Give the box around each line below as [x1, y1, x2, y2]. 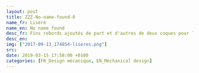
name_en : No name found [6, 25, 65, 31]
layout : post [6, 8, 38, 15]
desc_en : [6, 36, 28, 42]
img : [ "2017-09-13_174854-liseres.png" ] [6, 42, 108, 48]
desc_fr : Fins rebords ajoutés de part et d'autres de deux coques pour [6, 31, 190, 36]
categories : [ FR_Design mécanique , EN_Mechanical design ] [6, 58, 152, 64]
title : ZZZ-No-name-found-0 [6, 14, 76, 20]
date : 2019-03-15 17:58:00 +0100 [6, 52, 89, 58]
